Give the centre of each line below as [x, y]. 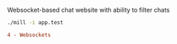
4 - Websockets [29, 35]
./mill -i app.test [35, 23]
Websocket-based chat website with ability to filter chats [88, 10]
